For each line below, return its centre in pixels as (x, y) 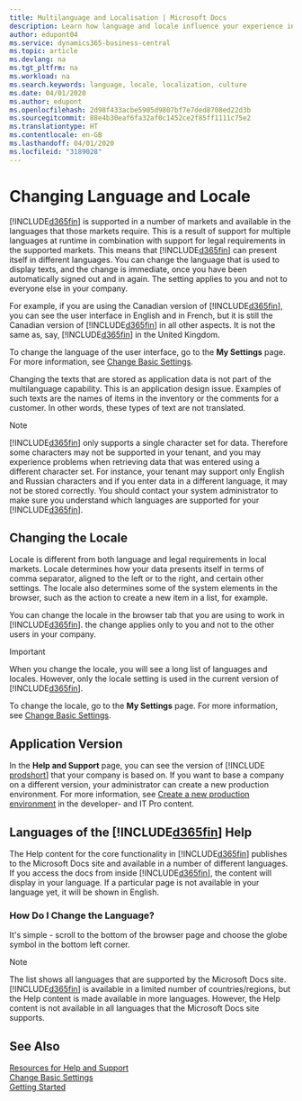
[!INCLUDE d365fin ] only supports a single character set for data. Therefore (149, 442)
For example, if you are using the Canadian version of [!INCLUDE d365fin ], (146, 305)
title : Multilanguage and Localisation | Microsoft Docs (118, 18)
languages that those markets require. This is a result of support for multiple (150, 231)
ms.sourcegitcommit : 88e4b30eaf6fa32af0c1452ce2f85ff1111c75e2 (130, 118)
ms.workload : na (40, 77)
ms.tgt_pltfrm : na (44, 68)
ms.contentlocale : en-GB (56, 135)
